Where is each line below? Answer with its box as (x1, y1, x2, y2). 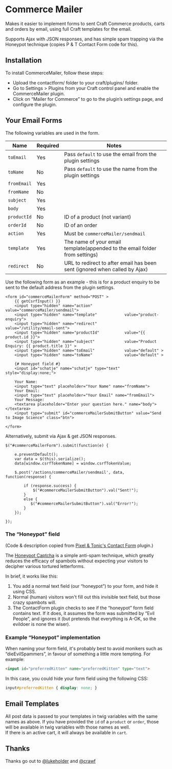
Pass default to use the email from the (63, 150, 157, 158)
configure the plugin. (12, 101, 57, 107)
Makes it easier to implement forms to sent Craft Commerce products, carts (5, 20, 165, 27)
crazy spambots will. (12, 599, 57, 605)
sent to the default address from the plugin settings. (5, 284, 115, 290)
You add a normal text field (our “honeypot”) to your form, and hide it (12, 583, 159, 589)
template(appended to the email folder (63, 245, 157, 252)
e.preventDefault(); (14, 452, 58, 457)
